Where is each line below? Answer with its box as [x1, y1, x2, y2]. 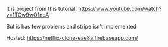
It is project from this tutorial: [6, 5, 77, 12]
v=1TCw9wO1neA [6, 11, 49, 18]
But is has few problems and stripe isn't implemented [6, 23, 137, 30]
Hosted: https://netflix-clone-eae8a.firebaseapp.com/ [6, 35, 138, 41]
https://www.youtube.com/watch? [78, 5, 162, 12]
